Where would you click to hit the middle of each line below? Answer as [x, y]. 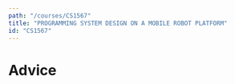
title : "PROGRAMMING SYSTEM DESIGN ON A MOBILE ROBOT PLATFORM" [118, 23]
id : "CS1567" [30, 30]
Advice [32, 70]
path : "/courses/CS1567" [50, 16]
